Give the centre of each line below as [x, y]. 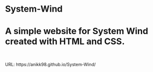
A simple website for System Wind [77, 31]
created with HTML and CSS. [65, 42]
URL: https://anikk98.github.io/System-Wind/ [51, 65]
